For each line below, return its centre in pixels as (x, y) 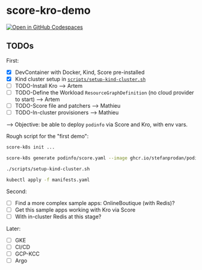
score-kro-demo (49, 11)
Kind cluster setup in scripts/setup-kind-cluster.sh (80, 79)
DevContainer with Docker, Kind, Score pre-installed (80, 72)
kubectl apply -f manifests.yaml (48, 180)
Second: (17, 191)
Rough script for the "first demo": (47, 137)
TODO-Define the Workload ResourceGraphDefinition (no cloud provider (104, 92)
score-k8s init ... (31, 147)
